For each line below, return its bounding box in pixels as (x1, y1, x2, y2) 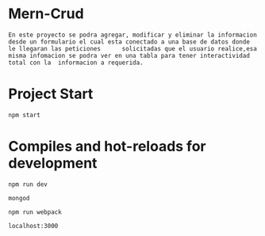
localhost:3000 (8, 222, 59, 230)
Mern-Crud (8, 5, 85, 23)
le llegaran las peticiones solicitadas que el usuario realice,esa (8, 44, 258, 52)
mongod (8, 194, 30, 202)
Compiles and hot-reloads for (8, 138, 206, 155)
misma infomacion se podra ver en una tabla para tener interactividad (8, 51, 250, 59)
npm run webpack (8, 207, 62, 216)
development (8, 154, 98, 173)
